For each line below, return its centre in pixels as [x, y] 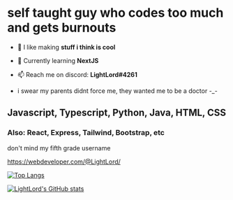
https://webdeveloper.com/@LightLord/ [64, 162]
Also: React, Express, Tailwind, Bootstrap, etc [86, 133]
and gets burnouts [62, 28]
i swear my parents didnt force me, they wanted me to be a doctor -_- [117, 91]
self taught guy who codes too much [115, 13]
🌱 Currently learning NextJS [58, 60]
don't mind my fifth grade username [59, 148]
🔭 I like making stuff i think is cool [66, 47]
